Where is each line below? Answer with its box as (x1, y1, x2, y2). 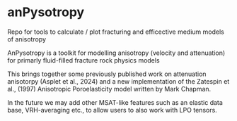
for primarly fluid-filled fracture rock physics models (7, 56, 161, 64)
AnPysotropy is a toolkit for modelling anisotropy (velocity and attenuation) (7, 49, 226, 57)
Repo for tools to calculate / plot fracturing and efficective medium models (7, 27, 224, 36)
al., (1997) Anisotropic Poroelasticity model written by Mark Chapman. (7, 84, 212, 93)
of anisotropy (7, 34, 47, 43)
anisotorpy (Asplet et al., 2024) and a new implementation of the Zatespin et (7, 77, 230, 85)
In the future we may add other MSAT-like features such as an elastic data (7, 98, 223, 106)
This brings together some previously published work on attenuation (7, 70, 207, 78)
